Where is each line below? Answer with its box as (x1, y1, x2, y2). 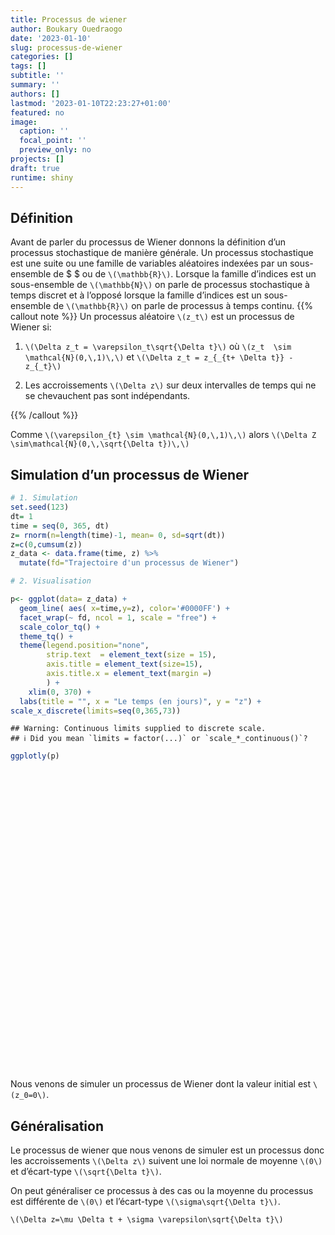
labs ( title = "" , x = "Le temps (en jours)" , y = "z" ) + (19, 696, 262, 706)
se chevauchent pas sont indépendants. (24, 390, 191, 402)
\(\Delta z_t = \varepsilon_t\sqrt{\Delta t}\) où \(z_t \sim (24, 341, 292, 353)
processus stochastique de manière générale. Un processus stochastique (10, 247, 314, 259)
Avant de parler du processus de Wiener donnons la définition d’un (10, 236, 287, 248)
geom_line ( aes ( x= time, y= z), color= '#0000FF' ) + (19, 603, 230, 613)
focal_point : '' (19, 136, 87, 146)
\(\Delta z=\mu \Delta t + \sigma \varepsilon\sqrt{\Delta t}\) (10, 1215, 284, 1225)
